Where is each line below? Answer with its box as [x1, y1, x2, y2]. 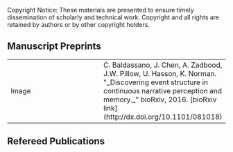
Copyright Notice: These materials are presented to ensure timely [7, 6, 194, 14]
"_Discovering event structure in [103, 77, 208, 87]
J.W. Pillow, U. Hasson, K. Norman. [103, 68, 217, 78]
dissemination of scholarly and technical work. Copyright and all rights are [7, 13, 220, 21]
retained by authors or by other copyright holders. [7, 21, 150, 28]
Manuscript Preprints [7, 41, 102, 53]
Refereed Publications [7, 135, 105, 147]
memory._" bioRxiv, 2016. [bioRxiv [103, 95, 217, 104]
